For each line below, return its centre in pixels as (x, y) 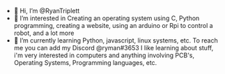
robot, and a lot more (44, 33)
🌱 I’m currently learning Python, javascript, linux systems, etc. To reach (116, 40)
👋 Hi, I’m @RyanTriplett (47, 11)
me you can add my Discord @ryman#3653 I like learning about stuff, (114, 48)
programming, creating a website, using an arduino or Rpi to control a (114, 25)
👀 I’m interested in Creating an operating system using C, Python (107, 18)
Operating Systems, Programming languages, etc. (85, 62)
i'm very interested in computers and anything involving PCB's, (104, 55)
